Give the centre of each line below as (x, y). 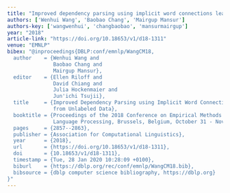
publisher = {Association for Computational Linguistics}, (99, 134)
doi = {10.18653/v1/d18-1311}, (67, 154)
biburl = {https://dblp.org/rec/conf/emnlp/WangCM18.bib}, (104, 166)
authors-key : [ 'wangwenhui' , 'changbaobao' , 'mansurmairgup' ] (98, 26)
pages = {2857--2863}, (52, 128)
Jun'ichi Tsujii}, (79, 96)
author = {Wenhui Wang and (56, 58)
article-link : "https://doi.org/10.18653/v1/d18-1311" (87, 39)
